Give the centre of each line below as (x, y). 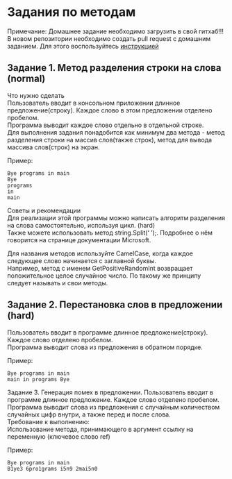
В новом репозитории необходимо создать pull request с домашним (109, 38)
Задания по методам (72, 12)
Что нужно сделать (36, 95)
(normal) (26, 79)
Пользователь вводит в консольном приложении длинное (94, 103)
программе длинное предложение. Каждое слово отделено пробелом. (114, 399)
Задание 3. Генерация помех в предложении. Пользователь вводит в (110, 392)
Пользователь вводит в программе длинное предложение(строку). (108, 332)
